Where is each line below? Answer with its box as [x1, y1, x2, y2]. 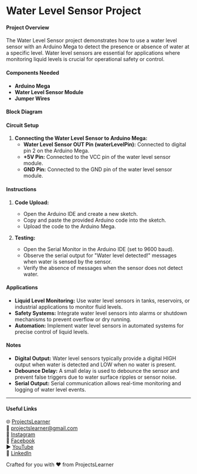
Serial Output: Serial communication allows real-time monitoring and [14, 380, 181, 386]
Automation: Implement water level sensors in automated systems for [14, 322, 184, 329]
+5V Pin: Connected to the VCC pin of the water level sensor [23, 153, 171, 161]
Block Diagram [6, 108, 43, 115]
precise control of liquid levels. [14, 328, 89, 335]
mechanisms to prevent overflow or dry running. [14, 316, 132, 323]
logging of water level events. [14, 386, 86, 393]
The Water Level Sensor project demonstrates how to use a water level [6, 37, 177, 44]
